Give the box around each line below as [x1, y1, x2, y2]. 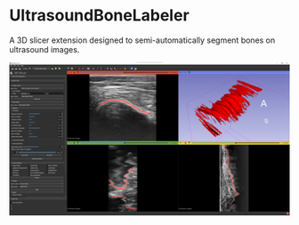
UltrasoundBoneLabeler [9, 5, 190, 26]
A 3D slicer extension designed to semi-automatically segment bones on [9, 35, 276, 45]
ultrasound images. [9, 44, 80, 54]
